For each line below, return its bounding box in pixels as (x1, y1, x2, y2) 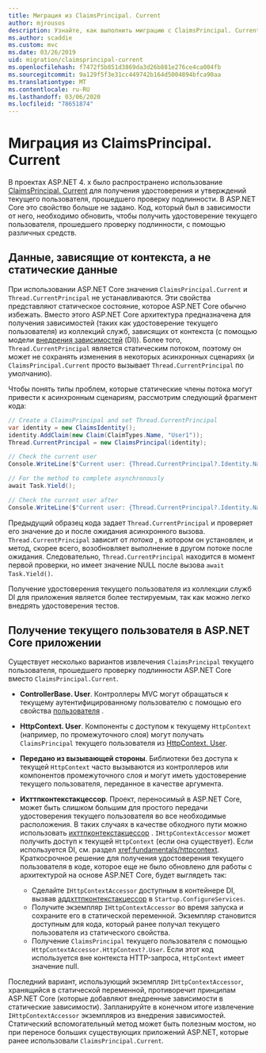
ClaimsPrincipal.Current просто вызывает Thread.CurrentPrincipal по (8, 360, 244, 370)
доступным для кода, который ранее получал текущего (31, 920, 220, 929)
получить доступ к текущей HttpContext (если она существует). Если (19, 836, 253, 846)
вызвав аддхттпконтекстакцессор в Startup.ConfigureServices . (31, 894, 245, 904)
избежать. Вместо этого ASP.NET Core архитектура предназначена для (8, 309, 252, 319)
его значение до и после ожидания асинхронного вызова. (8, 526, 206, 536)
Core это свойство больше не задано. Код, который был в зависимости (8, 203, 251, 213)
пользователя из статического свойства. (31, 928, 171, 937)
